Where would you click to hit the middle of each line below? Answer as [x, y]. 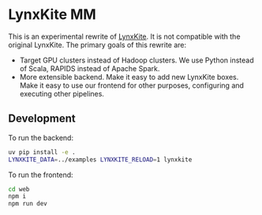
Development [42, 119]
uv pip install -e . [42, 152]
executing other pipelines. [62, 93]
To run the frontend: [41, 175]
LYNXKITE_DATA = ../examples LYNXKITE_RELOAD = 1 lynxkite [100, 160]
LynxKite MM [52, 15]
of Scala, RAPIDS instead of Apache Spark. [90, 68]
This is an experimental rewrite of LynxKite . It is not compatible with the [124, 36]
